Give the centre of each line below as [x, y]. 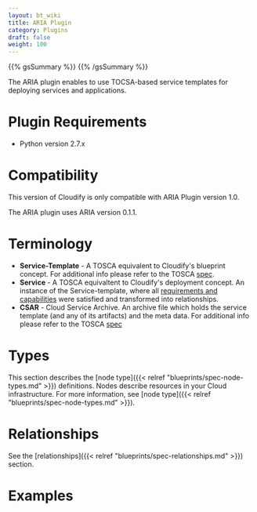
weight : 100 [27, 45]
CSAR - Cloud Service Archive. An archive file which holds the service [133, 307]
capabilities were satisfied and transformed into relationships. [119, 299]
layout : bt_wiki [34, 15]
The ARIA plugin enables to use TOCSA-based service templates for [118, 82]
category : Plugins [38, 30]
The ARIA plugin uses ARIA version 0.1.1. [73, 212]
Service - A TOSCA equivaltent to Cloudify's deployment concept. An [132, 282]
